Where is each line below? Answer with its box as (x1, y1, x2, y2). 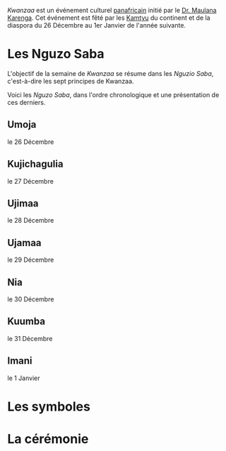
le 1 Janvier (7, 374, 40, 382)
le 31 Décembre (7, 334, 53, 343)
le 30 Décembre (7, 295, 54, 304)
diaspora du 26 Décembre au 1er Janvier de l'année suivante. (7, 21, 186, 29)
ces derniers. (7, 98, 46, 106)
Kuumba (7, 316, 46, 328)
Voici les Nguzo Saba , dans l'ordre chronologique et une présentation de (7, 90, 220, 99)
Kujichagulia (7, 158, 64, 170)
